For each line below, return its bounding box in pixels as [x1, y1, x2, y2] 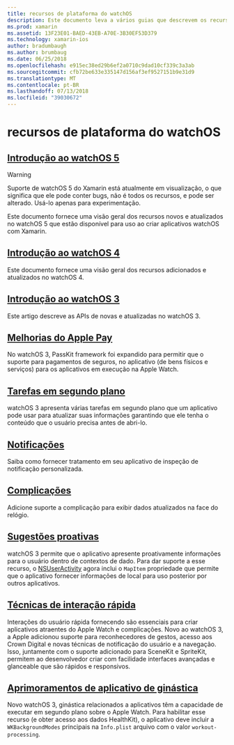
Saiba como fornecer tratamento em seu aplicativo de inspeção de [7, 457, 198, 466]
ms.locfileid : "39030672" [7, 95, 82, 102]
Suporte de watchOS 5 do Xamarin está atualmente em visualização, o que [7, 184, 221, 192]
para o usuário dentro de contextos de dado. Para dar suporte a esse [7, 556, 205, 565]
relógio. [7, 510, 29, 519]
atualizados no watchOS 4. [7, 273, 85, 281]
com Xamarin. [7, 227, 47, 235]
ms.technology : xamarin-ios [7, 36, 89, 43]
